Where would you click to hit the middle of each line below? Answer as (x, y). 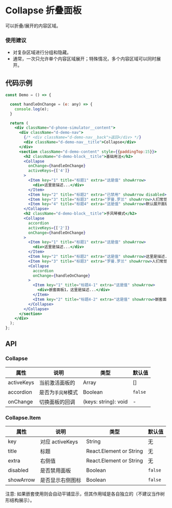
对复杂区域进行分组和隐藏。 (42, 52)
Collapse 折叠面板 (44, 11)
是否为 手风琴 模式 (59, 392)
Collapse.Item (23, 417)
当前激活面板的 (57, 382)
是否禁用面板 (56, 471)
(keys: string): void (105, 401)
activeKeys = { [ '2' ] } (49, 228)
